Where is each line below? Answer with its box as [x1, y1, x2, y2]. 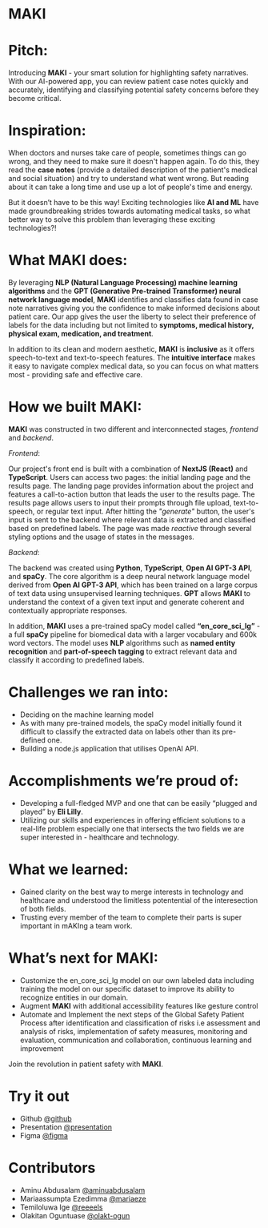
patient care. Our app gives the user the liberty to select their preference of [8, 312, 257, 321]
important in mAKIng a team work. [19, 920, 134, 930]
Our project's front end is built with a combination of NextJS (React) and [8, 464, 248, 473]
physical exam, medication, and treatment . [8, 329, 154, 338]
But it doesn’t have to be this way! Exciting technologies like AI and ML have [8, 198, 259, 207]
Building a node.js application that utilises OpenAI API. [19, 743, 198, 753]
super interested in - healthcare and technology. [19, 832, 180, 842]
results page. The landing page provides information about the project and [8, 481, 254, 490]
